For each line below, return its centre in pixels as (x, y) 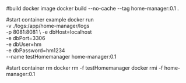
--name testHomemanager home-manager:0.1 (61, 57)
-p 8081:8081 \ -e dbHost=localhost (49, 32)
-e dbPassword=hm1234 (36, 50)
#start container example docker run (50, 19)
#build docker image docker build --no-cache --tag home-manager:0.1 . (92, 8)
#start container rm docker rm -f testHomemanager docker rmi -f (85, 68)
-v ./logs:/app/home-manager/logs (48, 26)
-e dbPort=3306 (26, 38)
